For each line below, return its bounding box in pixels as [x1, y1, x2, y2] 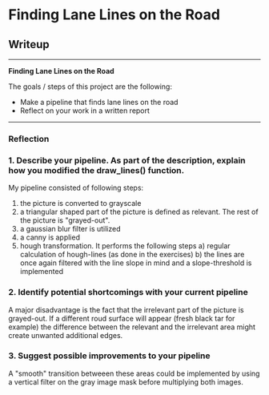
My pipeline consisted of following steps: [8, 183, 144, 193]
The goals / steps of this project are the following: [8, 82, 172, 91]
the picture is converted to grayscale [19, 199, 142, 208]
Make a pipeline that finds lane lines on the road [19, 98, 179, 107]
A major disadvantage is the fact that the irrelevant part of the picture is [8, 304, 244, 314]
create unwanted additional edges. [8, 330, 123, 340]
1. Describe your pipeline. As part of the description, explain [8, 155, 246, 166]
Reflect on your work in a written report [19, 106, 151, 115]
